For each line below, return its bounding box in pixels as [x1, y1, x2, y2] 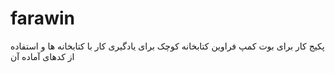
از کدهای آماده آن [10, 50, 75, 62]
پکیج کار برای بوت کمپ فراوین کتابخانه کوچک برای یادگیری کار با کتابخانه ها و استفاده [10, 40, 325, 52]
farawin [10, 7, 75, 30]
